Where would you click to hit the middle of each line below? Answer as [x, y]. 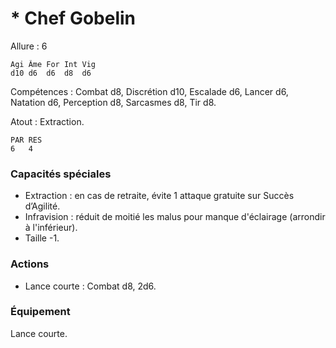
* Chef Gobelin [73, 18]
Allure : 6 [29, 46]
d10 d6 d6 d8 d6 [51, 73]
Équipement [40, 312]
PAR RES [26, 140]
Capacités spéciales [61, 174]
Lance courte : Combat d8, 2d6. [90, 286]
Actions [30, 264]
